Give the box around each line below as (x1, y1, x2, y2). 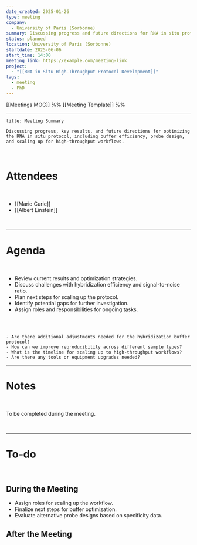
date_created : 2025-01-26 (6, 8, 69, 15)
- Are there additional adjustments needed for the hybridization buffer (6, 334, 191, 339)
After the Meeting (6, 529, 72, 539)
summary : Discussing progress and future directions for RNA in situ (6, 31, 180, 36)
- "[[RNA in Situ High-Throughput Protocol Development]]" (11, 69, 159, 75)
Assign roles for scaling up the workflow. (14, 500, 113, 507)
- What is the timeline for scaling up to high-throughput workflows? (6, 349, 182, 355)
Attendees (6, 170, 58, 183)
